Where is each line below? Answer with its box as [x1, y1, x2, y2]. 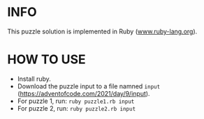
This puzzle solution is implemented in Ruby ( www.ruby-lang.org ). [7, 27, 198, 35]
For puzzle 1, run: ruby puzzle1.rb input [17, 97, 135, 105]
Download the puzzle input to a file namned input [17, 81, 161, 90]
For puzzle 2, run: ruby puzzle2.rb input [17, 104, 136, 112]
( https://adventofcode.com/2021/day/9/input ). [17, 89, 150, 97]
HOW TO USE [7, 51, 86, 68]
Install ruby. [17, 74, 51, 83]
